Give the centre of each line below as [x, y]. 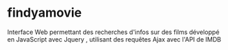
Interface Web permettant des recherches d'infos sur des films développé [113, 32]
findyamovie [45, 13]
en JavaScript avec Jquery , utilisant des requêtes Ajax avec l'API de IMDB [114, 39]
